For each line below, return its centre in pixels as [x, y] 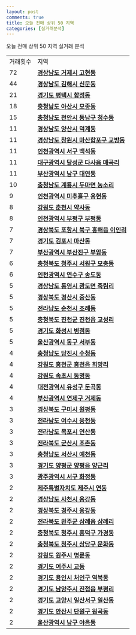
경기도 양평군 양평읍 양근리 [73, 466]
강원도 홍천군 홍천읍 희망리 [73, 364]
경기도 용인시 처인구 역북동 [73, 578]
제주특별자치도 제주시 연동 [72, 488]
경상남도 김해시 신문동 [66, 84]
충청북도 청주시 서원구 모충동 [75, 264]
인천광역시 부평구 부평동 [69, 219]
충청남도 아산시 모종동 [66, 107]
